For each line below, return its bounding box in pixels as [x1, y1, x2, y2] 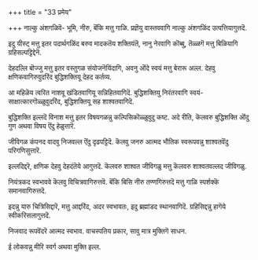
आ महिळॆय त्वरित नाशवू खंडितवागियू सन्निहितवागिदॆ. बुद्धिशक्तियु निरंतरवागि [8, 88, 188, 97]
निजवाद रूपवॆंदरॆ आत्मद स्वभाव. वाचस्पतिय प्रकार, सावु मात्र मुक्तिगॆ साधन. [8, 226, 187, 236]
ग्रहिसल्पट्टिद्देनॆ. [8, 48, 42, 57]
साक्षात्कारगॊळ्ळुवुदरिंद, [8, 97, 63, 106]
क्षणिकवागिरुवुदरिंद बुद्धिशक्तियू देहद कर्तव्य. [8, 72, 112, 82]
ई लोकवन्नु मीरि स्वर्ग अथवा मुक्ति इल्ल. [8, 242, 101, 251]
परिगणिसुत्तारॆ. [8, 146, 42, 155]
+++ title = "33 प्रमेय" [8, 8, 72, 16]
